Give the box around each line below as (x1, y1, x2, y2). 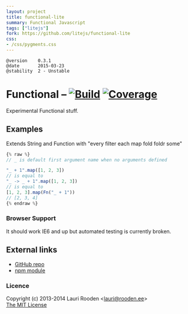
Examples (6, 125, 43, 135)
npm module (14, 267, 45, 274)
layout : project (6, 8, 46, 15)
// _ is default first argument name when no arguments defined (6, 157, 167, 163)
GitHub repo (14, 260, 45, 267)
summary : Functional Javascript (6, 19, 85, 25)
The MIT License (6, 301, 47, 308)
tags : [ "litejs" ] (6, 25, 49, 31)
